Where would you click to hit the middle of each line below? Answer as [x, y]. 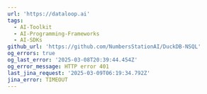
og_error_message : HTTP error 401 [58, 66]
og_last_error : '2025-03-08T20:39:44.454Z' [73, 60]
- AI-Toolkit [33, 27]
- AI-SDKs [28, 40]
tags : [15, 20]
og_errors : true [31, 54]
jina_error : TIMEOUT [38, 80]
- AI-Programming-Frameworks [57, 34]
